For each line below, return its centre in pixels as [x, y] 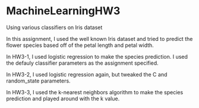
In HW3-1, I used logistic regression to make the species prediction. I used [97, 56]
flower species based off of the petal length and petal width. [80, 45]
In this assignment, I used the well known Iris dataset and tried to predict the [99, 39]
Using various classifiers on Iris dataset [54, 27]
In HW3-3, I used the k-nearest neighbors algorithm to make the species [95, 92]
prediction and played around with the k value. [63, 99]
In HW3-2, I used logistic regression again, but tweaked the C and [87, 74]
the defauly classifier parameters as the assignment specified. [82, 63]
